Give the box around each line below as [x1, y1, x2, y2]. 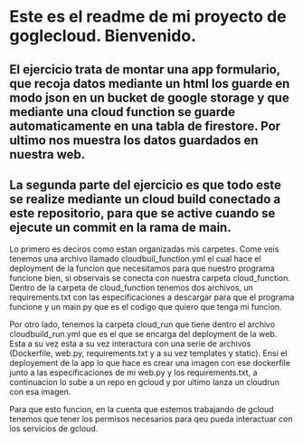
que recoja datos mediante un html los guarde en [9, 75, 290, 91]
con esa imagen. [9, 387, 71, 398]
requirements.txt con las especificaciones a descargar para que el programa [9, 292, 295, 303]
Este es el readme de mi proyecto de [9, 6, 287, 27]
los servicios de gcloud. [9, 423, 99, 434]
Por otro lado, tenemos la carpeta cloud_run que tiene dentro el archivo [9, 319, 276, 330]
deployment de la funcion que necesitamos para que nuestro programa [9, 263, 275, 274]
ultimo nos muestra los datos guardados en [9, 132, 260, 148]
